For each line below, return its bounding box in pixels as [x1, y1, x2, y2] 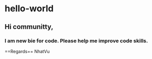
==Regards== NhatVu [4, 48, 50, 54]
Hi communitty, [4, 23, 54, 31]
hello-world [4, 3, 54, 14]
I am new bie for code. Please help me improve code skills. [4, 37, 149, 44]
